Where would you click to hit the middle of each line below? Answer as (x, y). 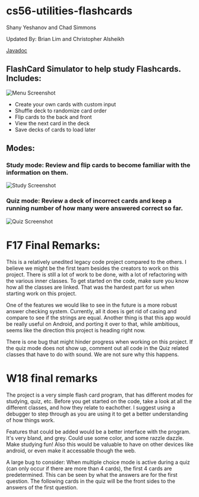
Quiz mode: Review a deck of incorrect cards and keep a (89, 201)
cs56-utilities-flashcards (69, 11)
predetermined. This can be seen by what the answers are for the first (92, 474)
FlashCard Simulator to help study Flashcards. (94, 69)
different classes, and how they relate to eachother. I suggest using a (91, 407)
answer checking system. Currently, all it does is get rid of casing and (91, 311)
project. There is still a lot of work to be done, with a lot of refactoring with (97, 274)
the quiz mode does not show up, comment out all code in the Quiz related (97, 348)
